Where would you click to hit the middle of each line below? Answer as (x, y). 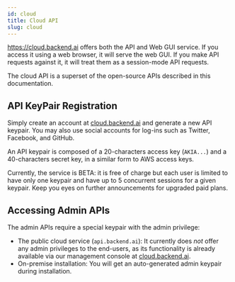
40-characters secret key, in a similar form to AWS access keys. (101, 159)
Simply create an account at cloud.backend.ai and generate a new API (110, 123)
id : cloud (22, 14)
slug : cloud (25, 27)
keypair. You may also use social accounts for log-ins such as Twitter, (109, 130)
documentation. (30, 84)
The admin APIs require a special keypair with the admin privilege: (104, 227)
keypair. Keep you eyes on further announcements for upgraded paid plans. (118, 188)
